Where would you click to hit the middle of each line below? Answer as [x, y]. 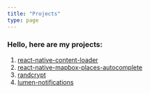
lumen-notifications [45, 82]
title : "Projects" [34, 14]
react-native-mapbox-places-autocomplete [80, 67]
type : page [23, 20]
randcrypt [32, 75]
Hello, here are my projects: [55, 45]
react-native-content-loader [58, 59]
